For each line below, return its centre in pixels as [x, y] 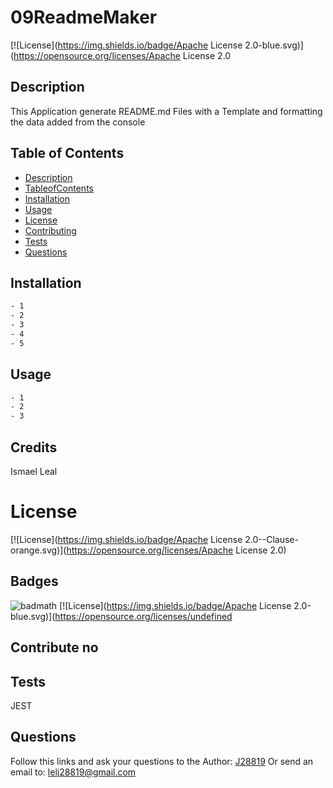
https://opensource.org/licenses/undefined [143, 616]
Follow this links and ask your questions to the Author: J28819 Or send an [162, 761]
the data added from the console [78, 122]
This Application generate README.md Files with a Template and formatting [166, 111]
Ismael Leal [34, 471]
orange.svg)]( [38, 550]
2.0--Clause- [271, 539]
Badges [34, 581]
